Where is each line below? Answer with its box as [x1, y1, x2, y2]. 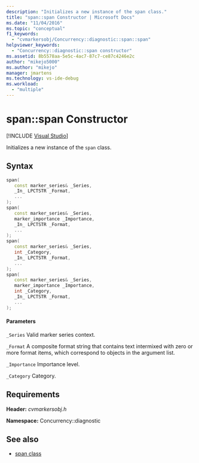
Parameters [6, 318, 36, 325]
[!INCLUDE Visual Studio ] [6, 132, 69, 139]
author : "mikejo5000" [6, 59, 60, 65]
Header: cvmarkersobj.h [6, 405, 67, 413]
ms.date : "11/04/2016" [6, 20, 63, 26]
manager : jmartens [6, 70, 52, 76]
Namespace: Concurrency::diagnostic [6, 417, 101, 424]
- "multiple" [11, 87, 44, 93]
